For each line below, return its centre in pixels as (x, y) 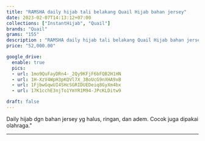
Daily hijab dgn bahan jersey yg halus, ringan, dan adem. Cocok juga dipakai (102, 119)
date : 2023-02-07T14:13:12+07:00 (49, 18)
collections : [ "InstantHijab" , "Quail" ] (59, 23)
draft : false (23, 102)
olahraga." (19, 125)
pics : (19, 68)
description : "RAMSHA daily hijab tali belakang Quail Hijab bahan (95, 40)
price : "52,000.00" (31, 46)
